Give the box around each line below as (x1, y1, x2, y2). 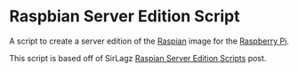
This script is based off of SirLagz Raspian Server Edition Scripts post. (9, 52, 267, 63)
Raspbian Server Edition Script (9, 6, 240, 27)
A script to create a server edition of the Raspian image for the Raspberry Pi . (9, 36, 289, 46)
